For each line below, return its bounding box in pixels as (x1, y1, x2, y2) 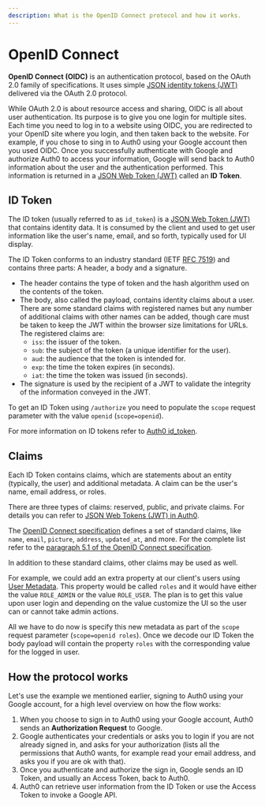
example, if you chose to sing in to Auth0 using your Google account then (8, 137, 248, 147)
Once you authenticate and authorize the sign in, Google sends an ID (19, 765, 244, 774)
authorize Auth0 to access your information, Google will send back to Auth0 (8, 154, 255, 163)
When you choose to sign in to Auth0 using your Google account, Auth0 (19, 715, 254, 724)
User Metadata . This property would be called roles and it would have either (8, 581, 257, 592)
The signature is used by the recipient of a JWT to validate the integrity (19, 379, 251, 389)
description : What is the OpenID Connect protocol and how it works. (8, 11, 242, 20)
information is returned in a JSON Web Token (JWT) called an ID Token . (8, 170, 242, 180)
